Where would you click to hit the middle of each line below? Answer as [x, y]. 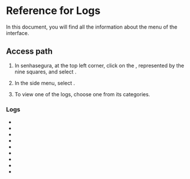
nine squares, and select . [45, 72]
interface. [17, 33]
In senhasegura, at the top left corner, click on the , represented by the [99, 65]
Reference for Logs [53, 11]
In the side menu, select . [45, 83]
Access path [29, 52]
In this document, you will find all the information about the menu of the [92, 27]
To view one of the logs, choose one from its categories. [82, 94]
